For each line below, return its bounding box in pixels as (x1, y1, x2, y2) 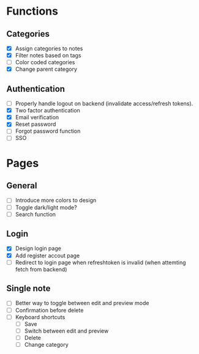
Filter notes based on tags (15, 52, 81, 59)
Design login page (15, 245, 61, 252)
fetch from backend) (15, 265, 67, 273)
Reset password (15, 120, 56, 128)
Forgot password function (15, 127, 81, 135)
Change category (24, 341, 69, 348)
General (6, 180, 38, 191)
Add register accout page (15, 252, 80, 259)
